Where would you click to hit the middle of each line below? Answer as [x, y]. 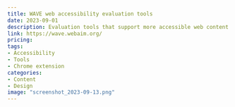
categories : [25, 73]
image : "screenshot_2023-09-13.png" [61, 92]
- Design [20, 86]
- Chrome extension [36, 66]
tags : [15, 46]
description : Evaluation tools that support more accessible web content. [120, 27]
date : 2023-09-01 [33, 20]
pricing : [20, 40]
